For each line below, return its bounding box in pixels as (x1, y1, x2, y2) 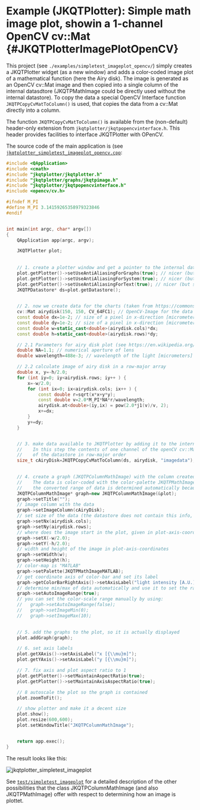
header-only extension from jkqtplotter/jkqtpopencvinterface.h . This (6, 124, 180, 132)
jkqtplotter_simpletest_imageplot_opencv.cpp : (6, 148, 123, 156)
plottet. (6, 797, 24, 804)
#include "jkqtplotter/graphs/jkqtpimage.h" (6, 177, 118, 183)
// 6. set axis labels (17, 646, 73, 652)
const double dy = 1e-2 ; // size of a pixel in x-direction (17, 320, 164, 326)
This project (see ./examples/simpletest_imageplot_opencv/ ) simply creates (6, 62, 192, 69)
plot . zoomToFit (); (17, 695, 62, 701)
